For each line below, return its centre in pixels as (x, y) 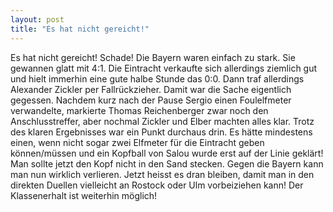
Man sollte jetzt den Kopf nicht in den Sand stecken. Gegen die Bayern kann (167, 163)
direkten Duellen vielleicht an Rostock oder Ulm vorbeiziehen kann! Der (157, 185)
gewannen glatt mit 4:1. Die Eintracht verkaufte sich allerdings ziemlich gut (164, 68)
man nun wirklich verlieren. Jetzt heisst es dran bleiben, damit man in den (162, 174)
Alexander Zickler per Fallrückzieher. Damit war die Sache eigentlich (151, 89)
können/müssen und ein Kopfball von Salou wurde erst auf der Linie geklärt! (167, 153)
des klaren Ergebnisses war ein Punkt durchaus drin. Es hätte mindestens (161, 132)
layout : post (37, 19)
